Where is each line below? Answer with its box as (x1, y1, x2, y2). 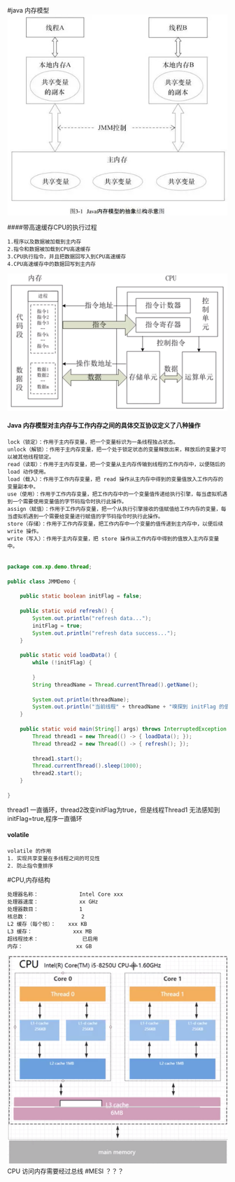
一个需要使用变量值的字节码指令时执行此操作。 (12, 498, 127, 505)
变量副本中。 (7, 483, 39, 490)
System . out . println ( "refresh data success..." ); (32, 629, 177, 637)
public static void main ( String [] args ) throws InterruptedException (20, 726, 227, 733)
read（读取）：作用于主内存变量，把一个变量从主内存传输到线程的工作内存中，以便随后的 (7, 460, 226, 467)
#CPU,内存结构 (7, 875, 51, 884)
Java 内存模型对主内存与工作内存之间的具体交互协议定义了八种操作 (7, 421, 201, 430)
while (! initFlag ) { (32, 659, 92, 666)
